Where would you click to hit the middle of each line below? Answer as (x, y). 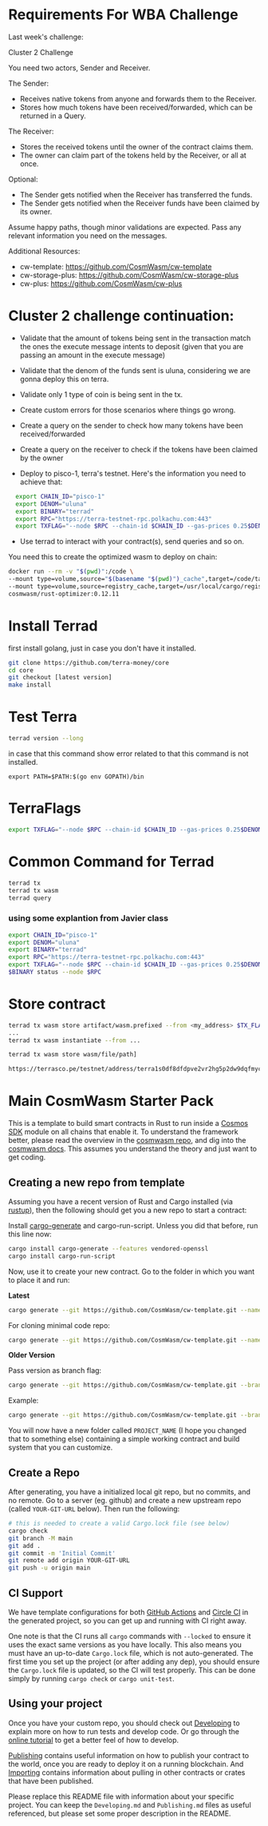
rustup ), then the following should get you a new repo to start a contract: (128, 1210)
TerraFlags (45, 808)
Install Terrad (53, 626)
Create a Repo (44, 1472)
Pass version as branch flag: (55, 1370)
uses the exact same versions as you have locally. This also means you (125, 1645)
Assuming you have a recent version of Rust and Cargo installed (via (120, 1201)
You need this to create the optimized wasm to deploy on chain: (113, 557)
